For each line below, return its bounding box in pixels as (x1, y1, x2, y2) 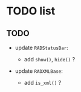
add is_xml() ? (24, 79, 62, 86)
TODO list (6, 4, 56, 18)
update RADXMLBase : (15, 67, 63, 75)
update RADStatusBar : (15, 44, 68, 51)
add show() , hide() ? (24, 56, 76, 63)
